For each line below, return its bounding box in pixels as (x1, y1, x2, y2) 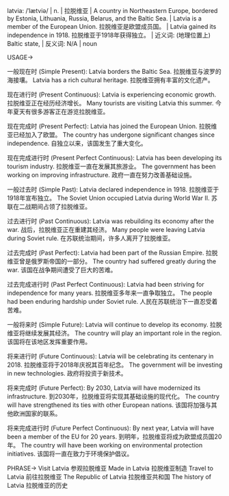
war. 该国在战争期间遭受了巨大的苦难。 (7, 266, 117, 274)
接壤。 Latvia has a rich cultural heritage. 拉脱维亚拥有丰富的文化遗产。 (12, 76, 214, 84)
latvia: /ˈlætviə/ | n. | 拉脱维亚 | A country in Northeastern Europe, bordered (7, 7, 218, 14)
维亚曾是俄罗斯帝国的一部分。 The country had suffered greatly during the (7, 257, 217, 265)
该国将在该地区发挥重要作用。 (7, 338, 91, 345)
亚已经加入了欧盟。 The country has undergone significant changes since (7, 131, 215, 139)
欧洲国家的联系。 (12, 410, 62, 417)
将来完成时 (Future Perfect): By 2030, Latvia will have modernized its (7, 384, 201, 392)
